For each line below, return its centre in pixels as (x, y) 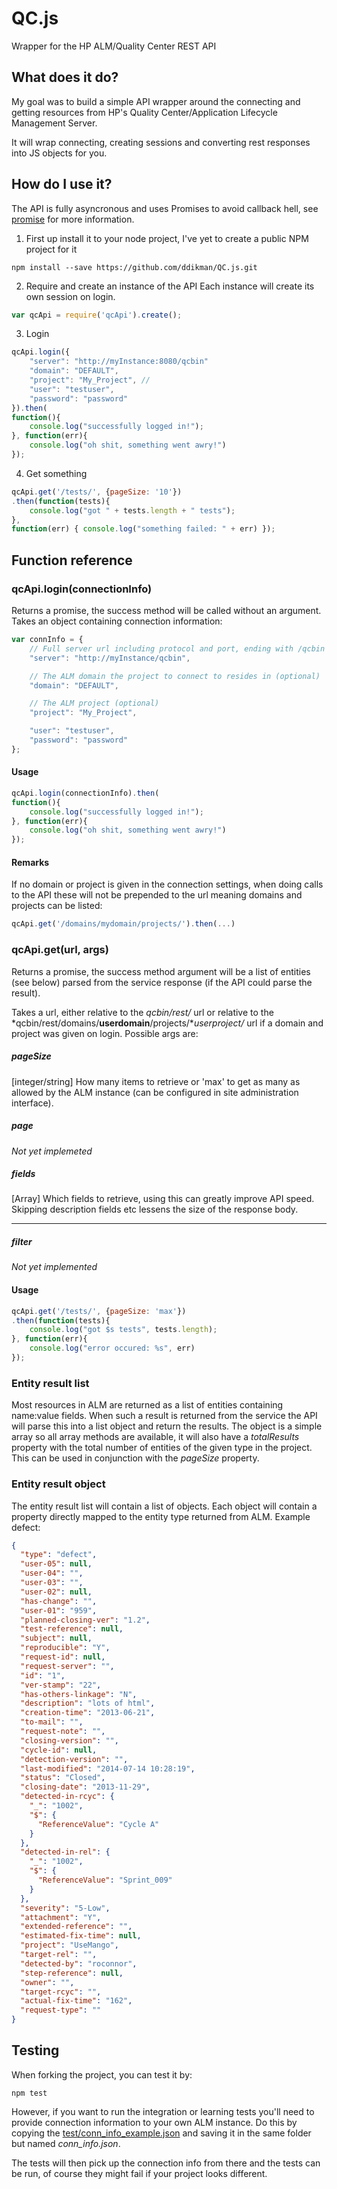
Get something (56, 473)
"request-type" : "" (61, 2010)
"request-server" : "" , (67, 1666)
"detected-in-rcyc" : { (67, 1797)
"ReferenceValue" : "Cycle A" (98, 1824)
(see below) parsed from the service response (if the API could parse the (162, 982)
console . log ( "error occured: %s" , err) (112, 1348)
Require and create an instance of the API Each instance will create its (170, 286)
